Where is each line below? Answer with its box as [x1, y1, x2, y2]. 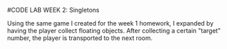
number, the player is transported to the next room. [7, 34, 153, 42]
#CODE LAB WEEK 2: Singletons [7, 6, 100, 14]
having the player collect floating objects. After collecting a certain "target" [7, 27, 221, 35]
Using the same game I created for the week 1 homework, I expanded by [7, 19, 214, 27]
